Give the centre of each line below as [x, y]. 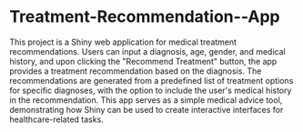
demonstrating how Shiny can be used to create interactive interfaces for [146, 109]
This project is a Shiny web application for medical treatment [123, 42]
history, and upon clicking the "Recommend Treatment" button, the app [143, 61]
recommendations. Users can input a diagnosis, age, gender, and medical [147, 51]
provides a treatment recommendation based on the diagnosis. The [136, 71]
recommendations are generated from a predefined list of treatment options [151, 80]
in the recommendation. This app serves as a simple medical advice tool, [146, 100]
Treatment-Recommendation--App [145, 17]
